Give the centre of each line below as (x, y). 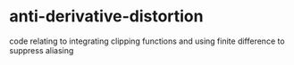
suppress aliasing (42, 50)
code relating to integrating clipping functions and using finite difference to (147, 41)
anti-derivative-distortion (106, 16)
